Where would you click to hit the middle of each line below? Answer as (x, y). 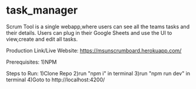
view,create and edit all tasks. (42, 39)
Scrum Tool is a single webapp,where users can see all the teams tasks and (98, 27)
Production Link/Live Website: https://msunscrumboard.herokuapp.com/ (94, 50)
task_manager (42, 10)
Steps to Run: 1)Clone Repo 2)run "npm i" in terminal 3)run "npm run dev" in (98, 73)
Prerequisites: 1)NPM (31, 62)
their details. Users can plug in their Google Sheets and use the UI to (89, 32)
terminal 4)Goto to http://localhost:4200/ (56, 80)
